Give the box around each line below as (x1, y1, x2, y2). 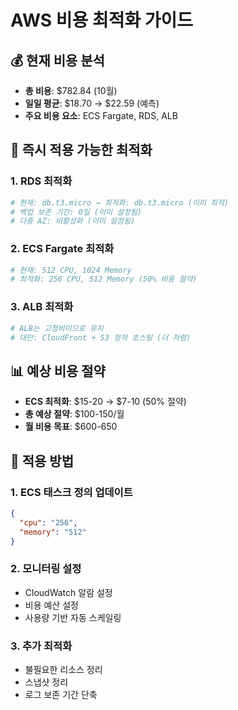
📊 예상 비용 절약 (10, 362, 106, 380)
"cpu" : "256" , (19, 517, 78, 528)
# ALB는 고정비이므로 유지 (10, 323, 104, 333)
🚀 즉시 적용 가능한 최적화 (10, 142, 153, 159)
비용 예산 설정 (24, 599, 79, 611)
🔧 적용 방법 (10, 452, 75, 470)
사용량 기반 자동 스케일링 (24, 611, 122, 623)
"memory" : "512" (19, 527, 87, 537)
